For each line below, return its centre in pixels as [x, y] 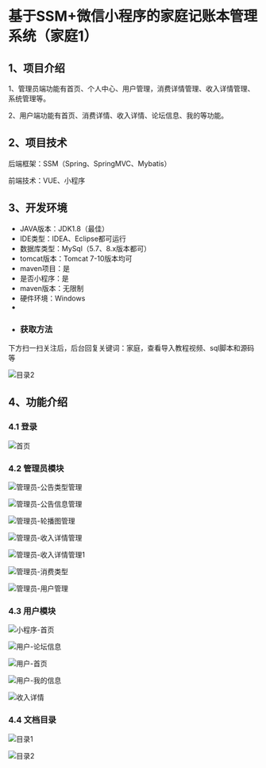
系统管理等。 [29, 99]
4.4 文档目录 [33, 720]
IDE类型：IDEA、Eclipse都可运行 [73, 239]
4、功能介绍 [38, 402]
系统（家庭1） [53, 36]
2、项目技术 [38, 143]
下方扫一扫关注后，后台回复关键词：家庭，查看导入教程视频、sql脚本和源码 [131, 347]
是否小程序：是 [44, 278]
